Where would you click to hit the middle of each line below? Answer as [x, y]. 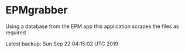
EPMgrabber [37, 10]
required [16, 32]
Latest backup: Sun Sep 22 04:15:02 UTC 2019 [62, 44]
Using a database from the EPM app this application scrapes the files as [92, 26]
